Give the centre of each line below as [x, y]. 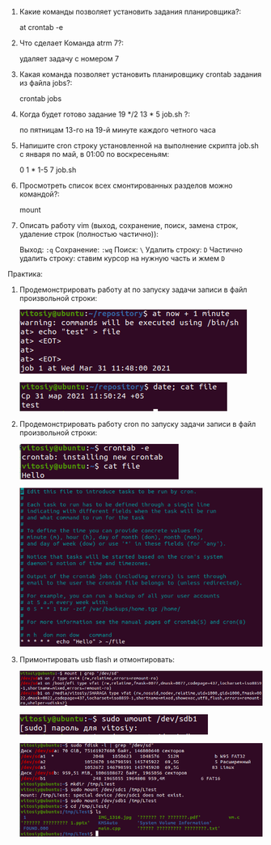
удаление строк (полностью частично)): [89, 234]
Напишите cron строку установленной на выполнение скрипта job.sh [139, 146]
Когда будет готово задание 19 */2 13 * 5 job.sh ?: [105, 114]
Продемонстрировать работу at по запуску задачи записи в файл [133, 289]
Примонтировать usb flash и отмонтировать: [97, 660]
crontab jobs [40, 99]
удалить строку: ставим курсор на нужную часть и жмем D [122, 258]
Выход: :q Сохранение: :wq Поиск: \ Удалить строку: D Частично [131, 249]
